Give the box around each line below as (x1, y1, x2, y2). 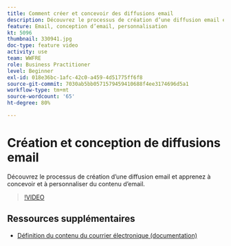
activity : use (7, 49, 48, 56)
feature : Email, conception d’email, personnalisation (7, 23, 168, 30)
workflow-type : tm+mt (7, 87, 69, 93)
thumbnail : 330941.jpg (7, 36, 72, 43)
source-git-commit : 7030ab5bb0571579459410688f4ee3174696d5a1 (7, 80, 189, 87)
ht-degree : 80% (7, 100, 51, 107)
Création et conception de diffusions (7, 135, 221, 151)
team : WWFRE (7, 55, 41, 62)
